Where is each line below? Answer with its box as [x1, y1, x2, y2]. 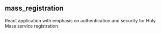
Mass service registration [5, 23, 58, 29]
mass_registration [5, 4, 64, 13]
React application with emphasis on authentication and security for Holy [5, 17, 156, 23]
